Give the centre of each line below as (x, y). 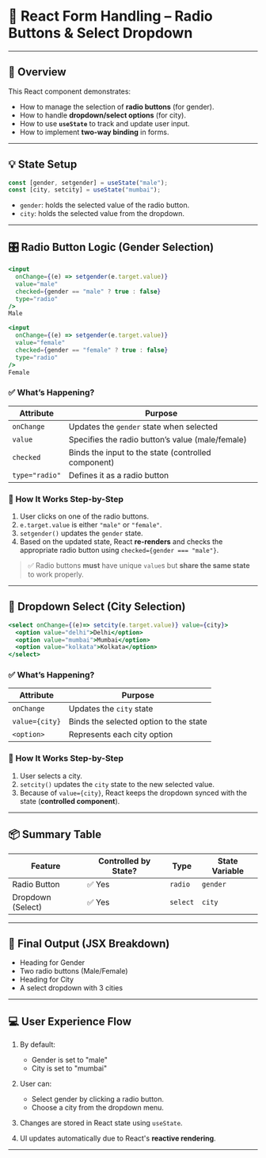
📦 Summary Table (55, 834)
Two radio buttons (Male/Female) (74, 971)
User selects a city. (51, 776)
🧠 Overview (37, 72)
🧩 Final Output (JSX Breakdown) (89, 943)
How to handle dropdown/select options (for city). (103, 115)
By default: (37, 1044)
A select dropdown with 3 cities (71, 988)
